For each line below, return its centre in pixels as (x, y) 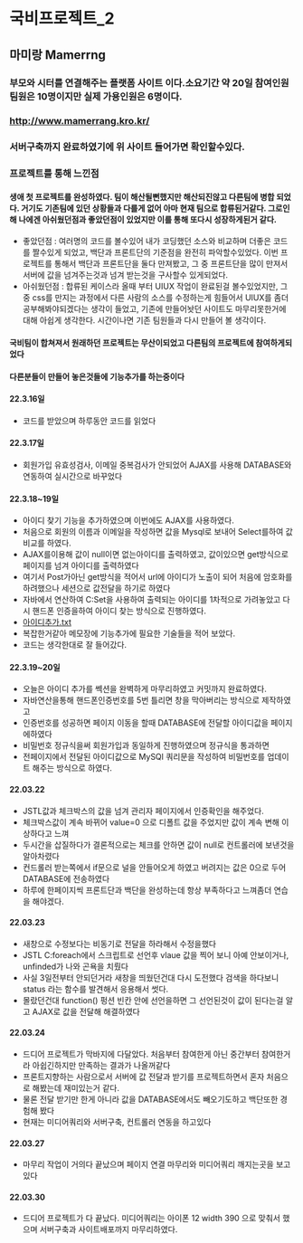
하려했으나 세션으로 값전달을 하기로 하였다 (96, 588)
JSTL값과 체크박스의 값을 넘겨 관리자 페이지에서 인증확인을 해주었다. (143, 811)
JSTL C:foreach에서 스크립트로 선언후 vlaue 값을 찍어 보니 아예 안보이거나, (156, 954)
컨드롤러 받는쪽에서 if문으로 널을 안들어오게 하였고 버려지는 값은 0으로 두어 (154, 867)
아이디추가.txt (47, 622)
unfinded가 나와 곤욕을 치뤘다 (76, 966)
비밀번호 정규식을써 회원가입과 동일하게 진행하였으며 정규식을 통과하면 (146, 745)
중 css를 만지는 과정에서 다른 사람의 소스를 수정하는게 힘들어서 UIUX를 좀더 (156, 298)
